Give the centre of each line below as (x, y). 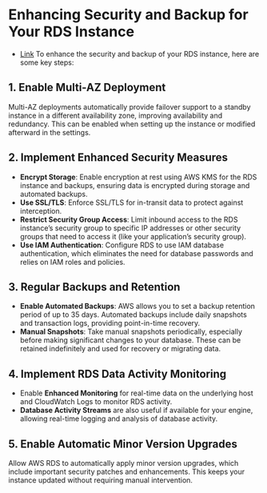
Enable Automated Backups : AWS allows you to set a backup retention (137, 307)
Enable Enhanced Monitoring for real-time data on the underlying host (136, 393)
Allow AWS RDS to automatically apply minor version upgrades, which (124, 463)
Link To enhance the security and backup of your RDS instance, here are (139, 54)
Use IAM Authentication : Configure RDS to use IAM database (122, 245)
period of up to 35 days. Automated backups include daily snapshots (133, 315)
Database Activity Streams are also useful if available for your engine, (136, 411)
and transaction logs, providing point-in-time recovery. (110, 323)
